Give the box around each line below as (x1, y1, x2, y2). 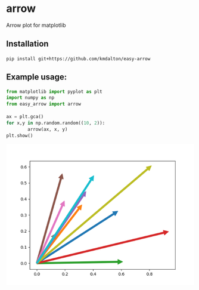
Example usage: (6, 72, 67, 82)
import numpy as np (6, 95, 55, 101)
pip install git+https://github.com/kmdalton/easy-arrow (6, 55, 151, 61)
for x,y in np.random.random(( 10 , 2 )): (6, 120, 105, 126)
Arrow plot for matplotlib (6, 21, 66, 29)
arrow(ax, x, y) (27, 126, 68, 132)
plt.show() (6, 132, 33, 138)
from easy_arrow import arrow (6, 101, 82, 107)
